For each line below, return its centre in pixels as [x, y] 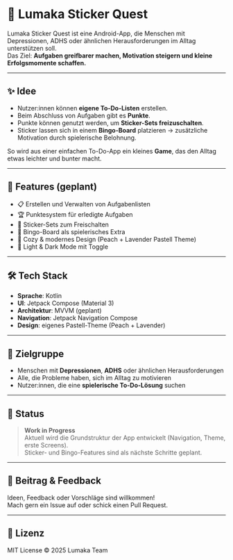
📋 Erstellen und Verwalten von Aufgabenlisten [84, 204]
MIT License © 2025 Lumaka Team [58, 550]
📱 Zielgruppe [36, 354]
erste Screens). [46, 445]
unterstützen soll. [32, 48]
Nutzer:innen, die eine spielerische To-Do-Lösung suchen [101, 386]
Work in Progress [50, 430]
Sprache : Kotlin [40, 296]
